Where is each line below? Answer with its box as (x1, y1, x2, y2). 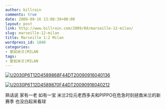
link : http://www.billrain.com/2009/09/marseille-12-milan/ (5, 26, 134, 31)
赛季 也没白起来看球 (5, 98, 46, 104)
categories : (5, 44, 30, 49)
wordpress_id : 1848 (5, 40, 46, 45)
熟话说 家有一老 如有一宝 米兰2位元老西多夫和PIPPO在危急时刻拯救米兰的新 (5, 92, 161, 98)
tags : (5, 53, 17, 59)
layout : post (5, 21, 33, 26)
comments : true (5, 12, 37, 17)
